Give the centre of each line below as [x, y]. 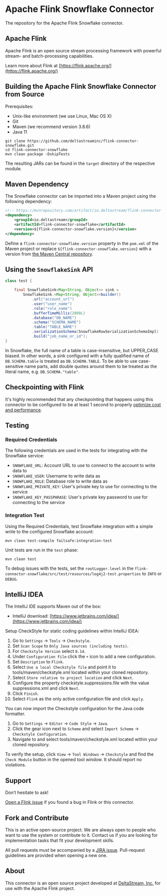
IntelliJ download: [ [32, 616]
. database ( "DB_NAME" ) [54, 318]
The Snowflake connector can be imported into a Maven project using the [81, 196]
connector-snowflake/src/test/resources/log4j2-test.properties [73, 574]
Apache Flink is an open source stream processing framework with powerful [83, 50]
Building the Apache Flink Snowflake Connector [81, 86]
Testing [17, 426]
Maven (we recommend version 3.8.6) [51, 127]
